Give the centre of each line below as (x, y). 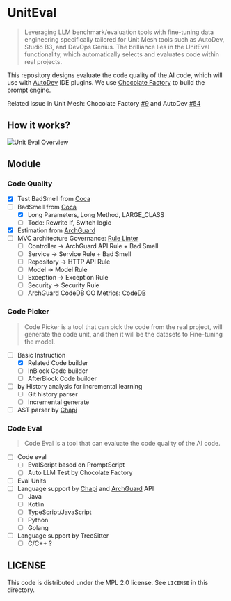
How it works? (39, 126)
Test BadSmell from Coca (54, 199)
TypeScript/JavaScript (59, 512)
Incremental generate (58, 402)
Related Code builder (58, 362)
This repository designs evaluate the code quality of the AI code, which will (115, 75)
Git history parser (53, 394)
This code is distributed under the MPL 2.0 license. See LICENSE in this (108, 582)
